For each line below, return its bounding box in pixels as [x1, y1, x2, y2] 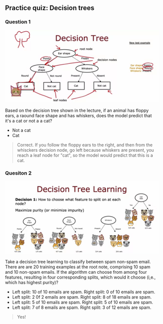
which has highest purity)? [5, 279, 59, 285]
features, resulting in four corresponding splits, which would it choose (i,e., [5, 274, 156, 280]
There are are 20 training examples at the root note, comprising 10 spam [5, 263, 150, 270]
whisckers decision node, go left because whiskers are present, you [17, 147, 154, 153]
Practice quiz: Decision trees [5, 4, 95, 12]
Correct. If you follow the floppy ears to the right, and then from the [17, 142, 153, 148]
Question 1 [5, 19, 31, 25]
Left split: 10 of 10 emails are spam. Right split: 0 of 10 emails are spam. [12, 289, 155, 295]
